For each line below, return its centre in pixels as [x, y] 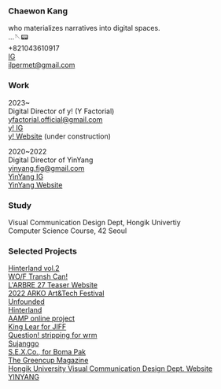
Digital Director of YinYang [51, 160]
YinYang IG [26, 176]
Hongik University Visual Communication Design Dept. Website [110, 369]
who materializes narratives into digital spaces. [84, 28]
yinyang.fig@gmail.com [46, 168]
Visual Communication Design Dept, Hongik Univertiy [94, 222]
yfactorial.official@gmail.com [55, 119]
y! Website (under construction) [60, 136]
